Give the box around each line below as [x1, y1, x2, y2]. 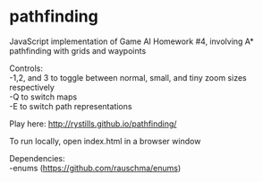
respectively [9, 82, 55, 92]
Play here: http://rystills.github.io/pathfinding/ [9, 118, 177, 129]
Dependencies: [9, 152, 65, 163]
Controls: [9, 63, 43, 74]
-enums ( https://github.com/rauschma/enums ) [9, 162, 182, 173]
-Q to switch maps [9, 91, 78, 102]
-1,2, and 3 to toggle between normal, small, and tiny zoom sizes [9, 72, 248, 82]
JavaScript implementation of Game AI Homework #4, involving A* [9, 36, 254, 47]
